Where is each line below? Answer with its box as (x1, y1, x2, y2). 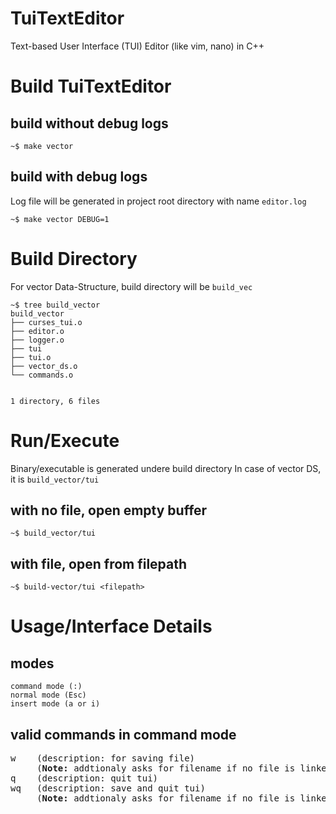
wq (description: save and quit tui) (10, 783, 206, 794)
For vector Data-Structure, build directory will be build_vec (10, 280, 253, 292)
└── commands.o (10, 370, 74, 380)
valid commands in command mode (10, 726, 237, 743)
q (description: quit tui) (10, 773, 159, 784)
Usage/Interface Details (10, 615, 213, 638)
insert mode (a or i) (10, 699, 101, 709)
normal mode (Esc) (10, 690, 87, 701)
